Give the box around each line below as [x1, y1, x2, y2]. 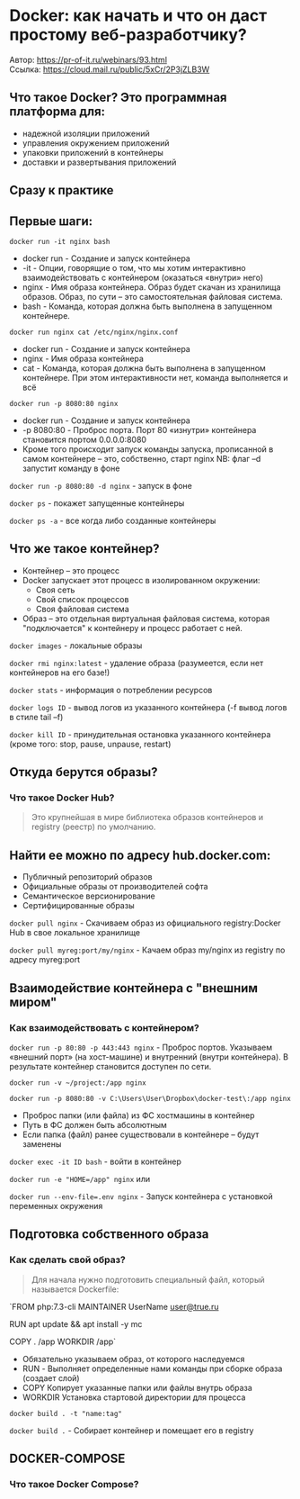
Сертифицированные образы [22, 900, 135, 911]
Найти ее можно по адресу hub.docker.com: [9, 847, 271, 862]
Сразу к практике [9, 183, 114, 198]
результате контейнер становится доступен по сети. [9, 1061, 212, 1071]
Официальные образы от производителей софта [22, 881, 208, 892]
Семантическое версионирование [22, 890, 155, 901]
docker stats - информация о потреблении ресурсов [9, 684, 213, 695]
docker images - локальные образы [9, 640, 143, 651]
